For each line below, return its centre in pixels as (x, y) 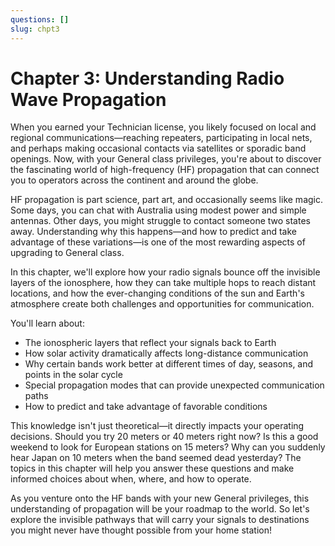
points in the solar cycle (73, 375)
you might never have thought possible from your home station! (141, 530)
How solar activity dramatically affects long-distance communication (166, 353)
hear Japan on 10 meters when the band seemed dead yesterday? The (156, 458)
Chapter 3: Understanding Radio (147, 78)
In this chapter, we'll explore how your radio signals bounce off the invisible (165, 272)
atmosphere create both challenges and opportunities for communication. (162, 304)
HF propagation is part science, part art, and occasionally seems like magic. (167, 200)
